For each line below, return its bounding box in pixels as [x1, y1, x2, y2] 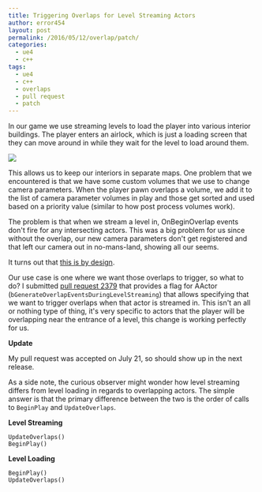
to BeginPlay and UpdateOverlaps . [8, 403, 117, 412]
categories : [8, 41, 47, 49]
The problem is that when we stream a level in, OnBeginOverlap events [8, 217, 239, 227]
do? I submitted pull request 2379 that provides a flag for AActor [8, 281, 218, 291]
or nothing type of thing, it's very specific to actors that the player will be [8, 306, 245, 316]
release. [8, 362, 35, 372]
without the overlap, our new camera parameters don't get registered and [8, 234, 248, 243]
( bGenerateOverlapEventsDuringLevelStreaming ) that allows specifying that [8, 290, 249, 299]
